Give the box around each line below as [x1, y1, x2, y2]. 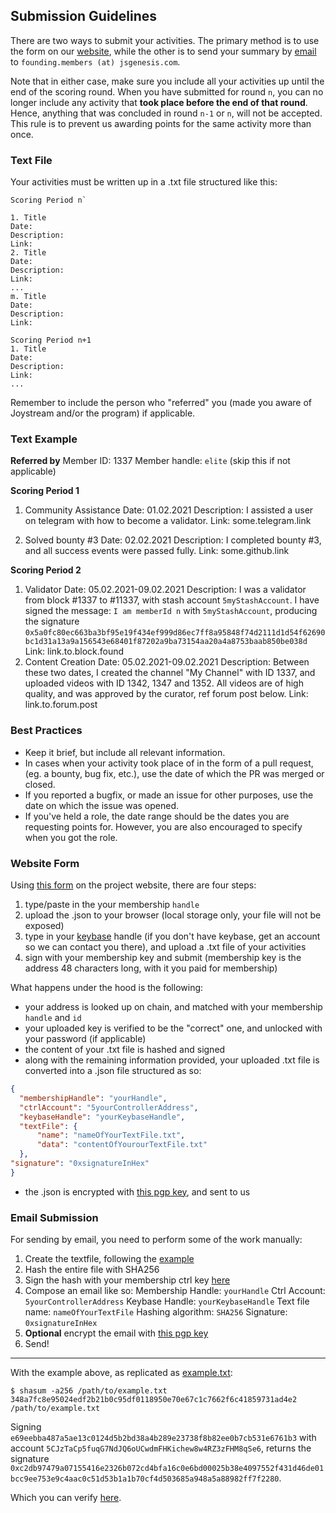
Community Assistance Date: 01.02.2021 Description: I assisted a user [24, 504, 314, 516]
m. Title [10, 292, 47, 302]
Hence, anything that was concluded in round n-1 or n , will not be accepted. [10, 107, 323, 119]
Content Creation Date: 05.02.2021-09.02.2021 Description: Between [24, 656, 310, 668]
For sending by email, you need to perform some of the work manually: [10, 1234, 303, 1246]
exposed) [24, 920, 65, 931]
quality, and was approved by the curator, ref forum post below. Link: [24, 688, 309, 700]
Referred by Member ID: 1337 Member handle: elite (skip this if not [10, 455, 291, 467]
